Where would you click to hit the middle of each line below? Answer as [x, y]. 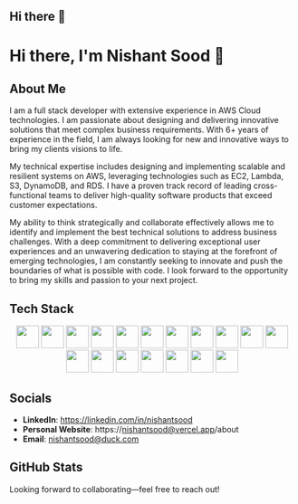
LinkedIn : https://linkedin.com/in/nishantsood [107, 420]
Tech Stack [42, 309]
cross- [265, 185]
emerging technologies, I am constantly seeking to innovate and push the [146, 261]
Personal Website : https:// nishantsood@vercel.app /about [130, 430]
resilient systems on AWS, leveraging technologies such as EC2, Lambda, [146, 176]
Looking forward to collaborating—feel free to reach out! [115, 489]
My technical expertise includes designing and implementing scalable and [147, 166]
